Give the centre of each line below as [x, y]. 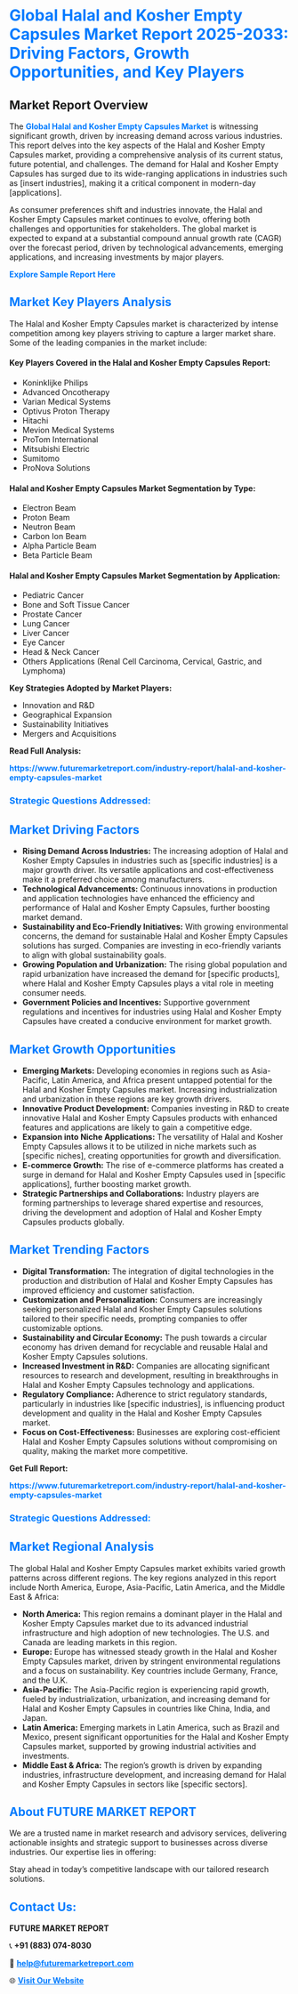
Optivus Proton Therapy [66, 411]
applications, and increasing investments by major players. [117, 257]
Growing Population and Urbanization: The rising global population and [154, 965]
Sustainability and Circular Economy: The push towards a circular [145, 1337]
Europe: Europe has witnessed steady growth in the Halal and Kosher [149, 1651]
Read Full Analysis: [45, 751]
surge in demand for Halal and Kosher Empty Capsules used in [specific [154, 1175]
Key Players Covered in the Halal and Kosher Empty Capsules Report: [140, 363]
